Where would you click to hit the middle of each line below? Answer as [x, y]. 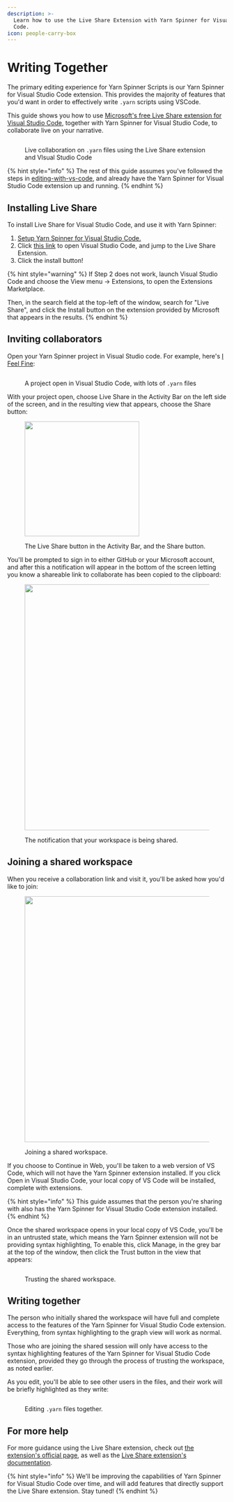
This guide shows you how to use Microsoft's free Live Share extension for [115, 115]
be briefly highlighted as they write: [58, 1389]
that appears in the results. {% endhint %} [68, 317]
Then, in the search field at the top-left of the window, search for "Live [108, 302]
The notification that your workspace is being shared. [101, 840]
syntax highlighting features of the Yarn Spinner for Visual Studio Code [109, 1354]
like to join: [23, 886]
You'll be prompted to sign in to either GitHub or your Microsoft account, [111, 559]
